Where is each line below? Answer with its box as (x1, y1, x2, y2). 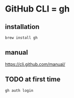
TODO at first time (5, 75, 60, 84)
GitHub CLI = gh (5, 3, 70, 14)
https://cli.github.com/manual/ (5, 61, 65, 67)
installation (5, 23, 40, 31)
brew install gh (5, 35, 38, 40)
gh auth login (5, 88, 34, 93)
